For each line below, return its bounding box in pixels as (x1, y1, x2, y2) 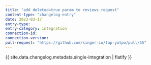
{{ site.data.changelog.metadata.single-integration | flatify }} (5, 54, 132, 60)
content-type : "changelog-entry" (5, 12, 76, 17)
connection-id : (5, 31, 38, 36)
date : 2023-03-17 (5, 17, 42, 22)
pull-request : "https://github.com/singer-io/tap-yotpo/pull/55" (5, 40, 146, 45)
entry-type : (5, 21, 31, 27)
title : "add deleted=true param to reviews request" (5, 7, 119, 13)
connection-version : (5, 36, 49, 41)
